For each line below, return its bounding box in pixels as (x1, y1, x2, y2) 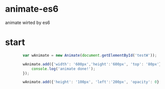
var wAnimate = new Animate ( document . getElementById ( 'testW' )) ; (23, 53, 157, 58)
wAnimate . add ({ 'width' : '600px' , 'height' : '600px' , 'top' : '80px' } (23, 62, 162, 67)
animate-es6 (5, 3, 59, 15)
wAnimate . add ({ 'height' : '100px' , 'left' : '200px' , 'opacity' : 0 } (23, 80, 160, 85)
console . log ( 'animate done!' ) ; (31, 66, 96, 71)
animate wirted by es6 (5, 20, 50, 25)
